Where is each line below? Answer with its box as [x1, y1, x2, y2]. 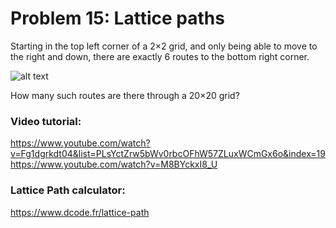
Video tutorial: [10, 114, 82, 128]
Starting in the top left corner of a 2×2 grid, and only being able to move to [10, 40, 318, 52]
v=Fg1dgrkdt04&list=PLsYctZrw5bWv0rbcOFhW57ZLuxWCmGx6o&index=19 [10, 148, 326, 160]
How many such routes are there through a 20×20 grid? [10, 89, 240, 101]
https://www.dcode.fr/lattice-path [10, 206, 150, 218]
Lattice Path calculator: [10, 183, 126, 197]
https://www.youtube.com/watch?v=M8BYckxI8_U [10, 158, 218, 171]
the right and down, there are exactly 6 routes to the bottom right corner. [10, 50, 310, 62]
